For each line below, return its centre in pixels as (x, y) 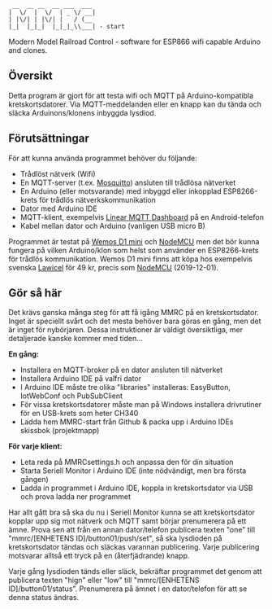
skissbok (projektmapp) (60, 431)
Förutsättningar (49, 139)
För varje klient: (35, 446)
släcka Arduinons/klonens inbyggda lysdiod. (82, 112)
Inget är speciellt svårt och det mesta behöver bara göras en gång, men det (135, 321)
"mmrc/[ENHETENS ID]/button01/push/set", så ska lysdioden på (115, 538)
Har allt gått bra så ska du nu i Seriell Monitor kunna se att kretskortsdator (132, 513)
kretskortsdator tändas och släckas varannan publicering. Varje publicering (134, 547)
